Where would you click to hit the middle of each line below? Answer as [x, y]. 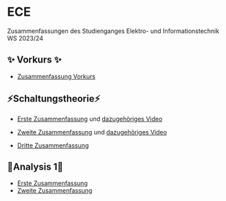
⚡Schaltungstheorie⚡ [54, 99]
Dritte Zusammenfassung [53, 145]
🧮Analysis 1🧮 [35, 166]
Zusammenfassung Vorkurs [56, 76]
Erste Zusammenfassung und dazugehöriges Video [90, 119]
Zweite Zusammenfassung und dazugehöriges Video [92, 132]
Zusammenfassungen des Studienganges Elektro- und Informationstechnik [113, 31]
